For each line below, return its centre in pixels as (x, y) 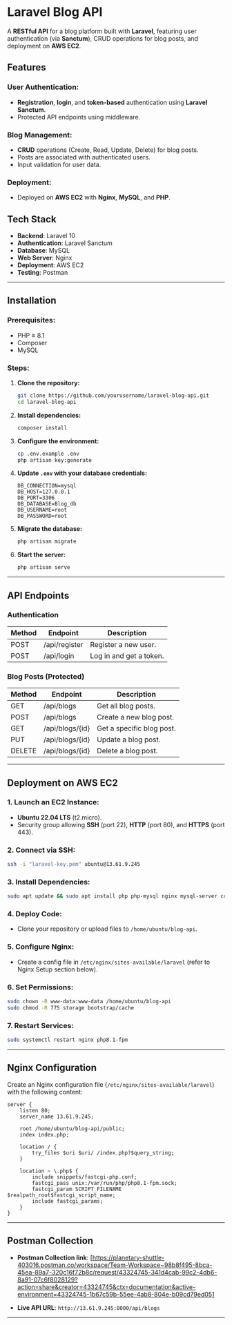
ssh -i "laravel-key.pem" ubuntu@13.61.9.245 (74, 864)
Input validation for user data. (59, 164)
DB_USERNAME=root (42, 510)
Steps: (18, 368)
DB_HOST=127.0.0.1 (43, 492)
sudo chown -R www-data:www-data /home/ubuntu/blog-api (89, 1002)
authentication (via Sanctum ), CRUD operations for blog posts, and (103, 38)
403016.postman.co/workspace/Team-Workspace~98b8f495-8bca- (115, 1265)
